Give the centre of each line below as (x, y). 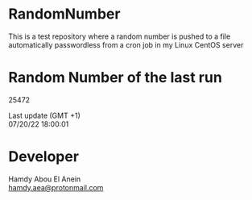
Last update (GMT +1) (44, 115)
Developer (43, 157)
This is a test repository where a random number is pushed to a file (120, 36)
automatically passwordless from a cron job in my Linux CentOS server (126, 44)
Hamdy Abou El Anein (45, 179)
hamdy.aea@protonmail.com (56, 187)
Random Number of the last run (116, 78)
